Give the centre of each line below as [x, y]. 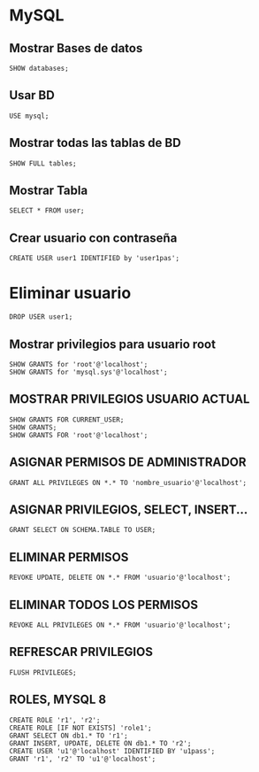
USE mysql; [29, 116]
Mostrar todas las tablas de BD [95, 143]
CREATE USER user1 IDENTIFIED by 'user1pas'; [94, 259]
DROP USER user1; [41, 317]
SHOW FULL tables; [43, 163]
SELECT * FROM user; [47, 211]
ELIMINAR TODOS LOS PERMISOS [104, 604]
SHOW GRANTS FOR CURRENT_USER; [67, 420]
